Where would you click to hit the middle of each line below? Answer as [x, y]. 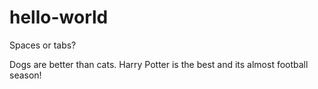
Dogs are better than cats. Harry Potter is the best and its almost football [159, 64]
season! [25, 75]
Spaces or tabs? [43, 45]
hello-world [59, 17]
